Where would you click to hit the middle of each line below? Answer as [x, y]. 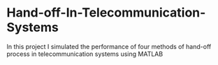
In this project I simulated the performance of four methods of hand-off [109, 46]
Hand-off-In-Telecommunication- [106, 13]
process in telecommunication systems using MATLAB [85, 54]
